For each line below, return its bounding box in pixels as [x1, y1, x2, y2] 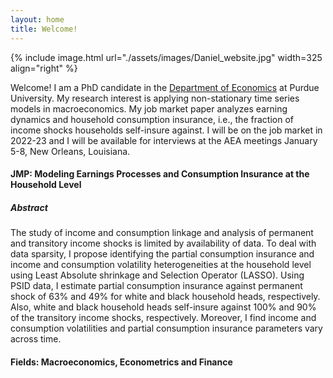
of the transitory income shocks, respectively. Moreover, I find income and [10, 312, 317, 324]
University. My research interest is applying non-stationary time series [10, 92, 300, 104]
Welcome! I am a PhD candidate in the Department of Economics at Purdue [10, 81, 320, 93]
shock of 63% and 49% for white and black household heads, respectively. [10, 291, 321, 303]
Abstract [10, 201, 48, 213]
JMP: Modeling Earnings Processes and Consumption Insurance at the [10, 168, 310, 180]
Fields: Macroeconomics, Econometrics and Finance [10, 356, 233, 368]
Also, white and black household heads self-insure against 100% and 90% [10, 301, 317, 313]
